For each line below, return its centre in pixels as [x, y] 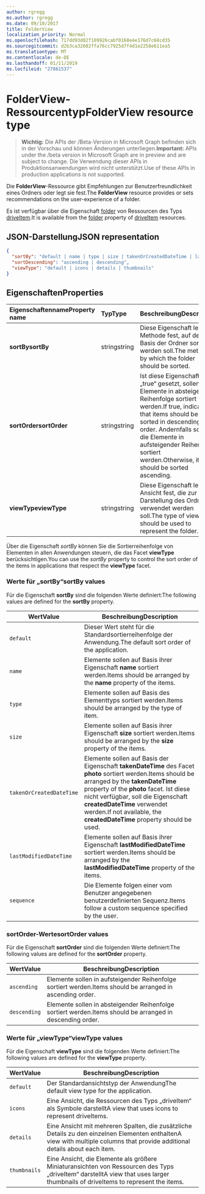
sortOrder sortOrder [39, 426]
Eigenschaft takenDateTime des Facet [139, 766]
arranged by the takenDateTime [131, 781]
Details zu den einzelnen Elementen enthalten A [114, 1133]
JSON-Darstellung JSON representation [83, 237]
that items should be [169, 415]
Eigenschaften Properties [55, 293]
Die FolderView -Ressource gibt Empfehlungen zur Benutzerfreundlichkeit [99, 186]
